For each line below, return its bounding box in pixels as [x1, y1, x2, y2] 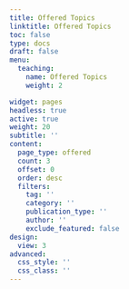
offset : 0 [17, 164, 55, 174]
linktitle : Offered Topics [9, 22, 112, 31]
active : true [9, 115, 59, 124]
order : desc [17, 174, 64, 183]
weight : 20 [9, 123, 51, 132]
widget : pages [9, 97, 64, 106]
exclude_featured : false [25, 224, 120, 233]
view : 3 [17, 241, 47, 250]
